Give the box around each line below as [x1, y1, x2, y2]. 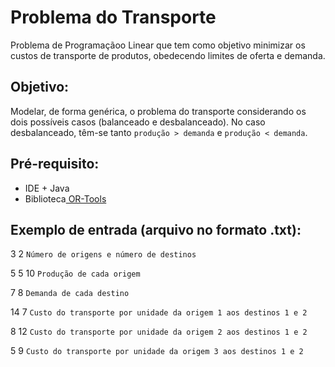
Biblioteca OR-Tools [24, 192, 107, 205]
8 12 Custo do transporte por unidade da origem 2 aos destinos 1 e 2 [10, 326, 308, 338]
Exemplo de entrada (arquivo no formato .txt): [10, 221, 302, 238]
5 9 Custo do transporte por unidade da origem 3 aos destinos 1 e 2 [10, 345, 304, 357]
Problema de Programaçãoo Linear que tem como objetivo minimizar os [10, 39, 306, 51]
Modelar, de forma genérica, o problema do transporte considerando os [10, 105, 307, 117]
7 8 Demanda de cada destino [10, 287, 130, 299]
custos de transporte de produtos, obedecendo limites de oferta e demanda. [10, 49, 326, 61]
